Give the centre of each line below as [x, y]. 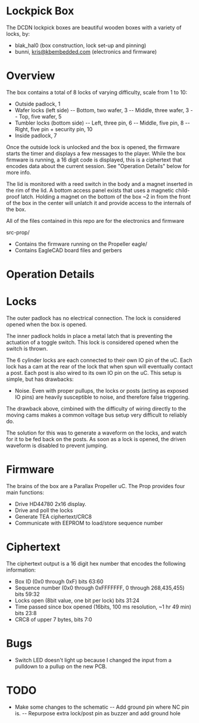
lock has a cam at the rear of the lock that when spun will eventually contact [99, 367]
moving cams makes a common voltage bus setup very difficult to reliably [97, 415]
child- [183, 190]
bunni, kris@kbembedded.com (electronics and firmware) [85, 51]
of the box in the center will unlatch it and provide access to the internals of [99, 203]
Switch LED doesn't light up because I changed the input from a [93, 660]
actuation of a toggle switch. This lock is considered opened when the [92, 342]
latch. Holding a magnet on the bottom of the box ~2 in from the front [105, 196]
